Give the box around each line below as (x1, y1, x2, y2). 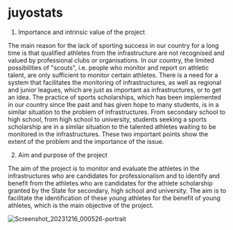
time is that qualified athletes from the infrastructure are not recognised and (8, 49, 225, 57)
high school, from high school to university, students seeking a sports (8, 115, 207, 123)
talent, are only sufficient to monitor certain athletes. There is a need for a (8, 71, 218, 79)
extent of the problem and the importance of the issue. (8, 137, 164, 145)
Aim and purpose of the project (17, 151, 108, 159)
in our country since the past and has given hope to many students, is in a (8, 100, 219, 108)
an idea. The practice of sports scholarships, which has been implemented (8, 92, 221, 101)
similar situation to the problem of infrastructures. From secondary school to (8, 108, 226, 116)
